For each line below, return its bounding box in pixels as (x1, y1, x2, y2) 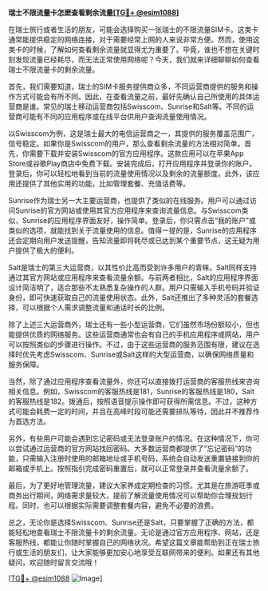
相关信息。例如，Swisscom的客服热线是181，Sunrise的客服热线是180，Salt (8, 387, 255, 396)
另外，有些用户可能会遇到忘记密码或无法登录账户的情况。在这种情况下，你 (8, 433, 253, 443)
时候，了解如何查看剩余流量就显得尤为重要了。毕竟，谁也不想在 (29, 45, 239, 54)
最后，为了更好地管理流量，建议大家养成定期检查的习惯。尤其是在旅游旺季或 (8, 481, 260, 490)
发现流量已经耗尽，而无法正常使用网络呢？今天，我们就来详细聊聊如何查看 (14, 55, 260, 64)
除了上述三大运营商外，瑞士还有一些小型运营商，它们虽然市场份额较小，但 (8, 320, 253, 329)
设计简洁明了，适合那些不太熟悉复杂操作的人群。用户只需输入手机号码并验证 (8, 283, 260, 292)
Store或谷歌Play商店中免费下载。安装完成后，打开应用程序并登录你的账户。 (8, 159, 257, 168)
